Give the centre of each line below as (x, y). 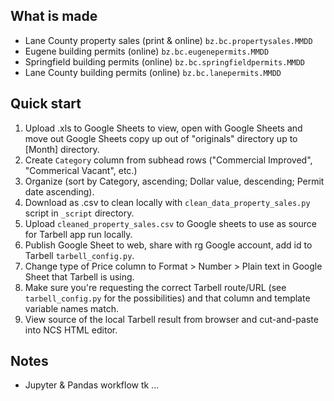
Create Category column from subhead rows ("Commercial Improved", (168, 160)
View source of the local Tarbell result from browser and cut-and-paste (171, 319)
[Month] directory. (62, 149)
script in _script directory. (79, 213)
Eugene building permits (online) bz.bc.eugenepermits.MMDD (147, 51)
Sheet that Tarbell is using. (79, 276)
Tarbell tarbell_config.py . (79, 255)
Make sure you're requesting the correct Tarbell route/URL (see (155, 287)
